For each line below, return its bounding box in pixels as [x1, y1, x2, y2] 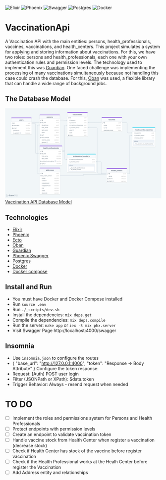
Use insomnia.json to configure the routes [12, 355, 99, 361]
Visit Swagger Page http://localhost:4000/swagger [12, 327, 116, 334]
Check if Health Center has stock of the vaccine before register [12, 448, 142, 454]
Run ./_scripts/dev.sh [12, 306, 59, 312]
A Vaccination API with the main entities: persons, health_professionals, [5, 38, 151, 44]
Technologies [5, 213, 49, 222]
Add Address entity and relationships [12, 469, 88, 475]
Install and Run [5, 283, 52, 291]
